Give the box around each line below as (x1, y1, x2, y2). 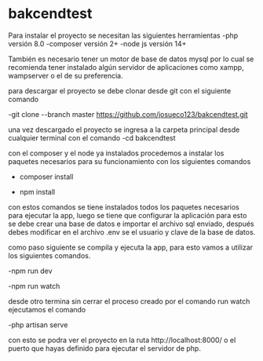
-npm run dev (8, 266, 53, 275)
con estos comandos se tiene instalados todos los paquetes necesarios (8, 202, 239, 212)
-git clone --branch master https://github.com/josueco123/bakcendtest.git (8, 109, 249, 119)
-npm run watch (8, 281, 60, 290)
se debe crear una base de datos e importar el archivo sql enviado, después (8, 219, 254, 228)
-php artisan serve (8, 319, 68, 330)
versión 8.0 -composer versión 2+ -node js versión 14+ (8, 38, 187, 48)
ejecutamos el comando (8, 304, 86, 314)
